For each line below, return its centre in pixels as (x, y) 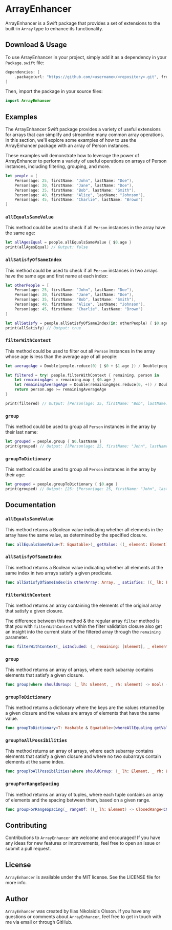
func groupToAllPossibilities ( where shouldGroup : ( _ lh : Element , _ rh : (84, 771)
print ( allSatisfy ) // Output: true (43, 328)
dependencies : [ (23, 72)
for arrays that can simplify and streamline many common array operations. (85, 135)
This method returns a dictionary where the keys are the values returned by (85, 708)
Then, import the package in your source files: (54, 91)
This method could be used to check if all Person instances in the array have (85, 228)
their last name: (22, 432)
